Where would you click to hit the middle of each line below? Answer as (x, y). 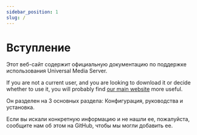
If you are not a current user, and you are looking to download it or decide (98, 83)
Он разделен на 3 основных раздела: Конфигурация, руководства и (95, 101)
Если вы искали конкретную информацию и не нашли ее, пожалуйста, (98, 119)
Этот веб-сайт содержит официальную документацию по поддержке (97, 64)
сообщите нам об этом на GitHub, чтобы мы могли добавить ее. (90, 126)
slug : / (16, 18)
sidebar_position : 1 (33, 12)
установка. (20, 108)
